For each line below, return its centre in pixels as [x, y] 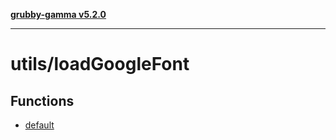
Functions [42, 100]
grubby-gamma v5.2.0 [58, 14]
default [39, 125]
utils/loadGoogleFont [100, 64]
